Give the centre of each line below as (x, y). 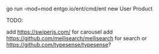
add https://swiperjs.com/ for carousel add (60, 32)
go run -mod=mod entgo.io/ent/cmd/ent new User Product (79, 9)
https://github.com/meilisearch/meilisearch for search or (76, 38)
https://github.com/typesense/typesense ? (59, 45)
